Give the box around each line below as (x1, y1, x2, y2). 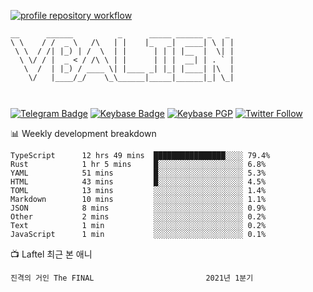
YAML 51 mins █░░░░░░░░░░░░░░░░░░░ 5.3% (10, 168, 267, 178)
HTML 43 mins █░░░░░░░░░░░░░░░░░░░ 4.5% (10, 177, 267, 187)
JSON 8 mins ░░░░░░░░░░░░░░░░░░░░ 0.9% (10, 203, 267, 213)
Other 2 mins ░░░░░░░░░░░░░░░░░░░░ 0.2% (10, 212, 267, 222)
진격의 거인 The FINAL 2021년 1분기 (10, 273, 254, 283)
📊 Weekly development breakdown (10, 128, 157, 139)
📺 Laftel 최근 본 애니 (10, 248, 93, 260)
